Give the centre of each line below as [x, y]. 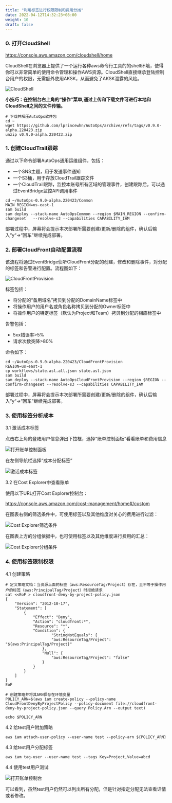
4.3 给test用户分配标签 [29, 747]
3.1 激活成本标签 [22, 428]
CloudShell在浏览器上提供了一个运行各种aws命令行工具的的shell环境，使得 [84, 65]
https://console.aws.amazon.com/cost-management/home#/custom [78, 504]
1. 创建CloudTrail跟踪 [32, 148]
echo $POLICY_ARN [24, 717]
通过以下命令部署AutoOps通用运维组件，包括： [55, 160]
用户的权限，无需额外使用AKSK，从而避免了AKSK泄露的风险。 [76, 78]
